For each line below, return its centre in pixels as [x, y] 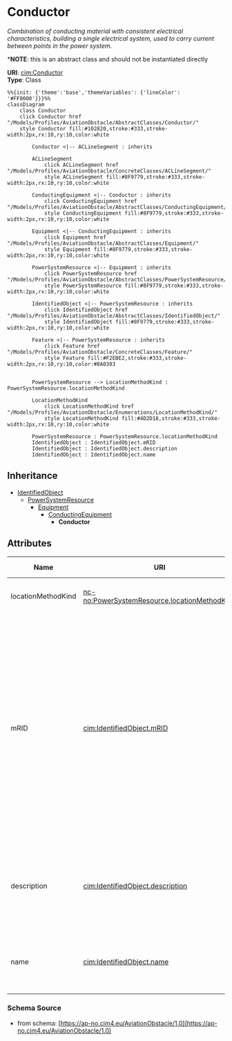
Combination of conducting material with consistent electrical [95, 31]
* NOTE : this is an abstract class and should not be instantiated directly [108, 59]
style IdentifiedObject [78, 321]
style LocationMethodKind [81, 418]
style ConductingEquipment [83, 213]
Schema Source [35, 1008]
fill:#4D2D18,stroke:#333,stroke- [171, 418]
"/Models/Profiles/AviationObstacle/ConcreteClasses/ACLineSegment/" [109, 171]
